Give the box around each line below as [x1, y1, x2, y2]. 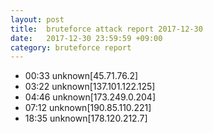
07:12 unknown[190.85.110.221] [24, 102, 152, 114]
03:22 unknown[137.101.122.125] [24, 81, 156, 93]
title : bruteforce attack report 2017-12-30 [10, 24, 203, 34]
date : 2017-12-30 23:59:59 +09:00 [10, 33, 163, 43]
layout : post [10, 14, 65, 25]
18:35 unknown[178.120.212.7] [24, 112, 148, 125]
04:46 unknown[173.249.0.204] [24, 91, 156, 103]
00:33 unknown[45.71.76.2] [24, 70, 139, 82]
